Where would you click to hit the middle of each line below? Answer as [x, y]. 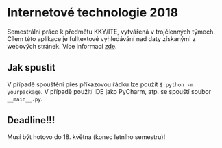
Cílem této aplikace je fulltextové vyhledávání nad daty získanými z [102, 38]
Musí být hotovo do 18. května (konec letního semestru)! [86, 137]
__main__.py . [25, 99]
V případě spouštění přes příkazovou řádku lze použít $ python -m [100, 84]
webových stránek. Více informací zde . [62, 46]
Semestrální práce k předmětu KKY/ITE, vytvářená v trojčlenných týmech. [111, 32]
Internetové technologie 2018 [93, 13]
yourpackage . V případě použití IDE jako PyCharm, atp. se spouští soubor [109, 91]
